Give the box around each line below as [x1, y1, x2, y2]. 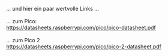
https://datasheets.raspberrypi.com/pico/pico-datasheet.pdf [6, 24, 156, 31]
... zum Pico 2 [6, 37, 40, 43]
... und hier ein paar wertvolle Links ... [6, 5, 99, 12]
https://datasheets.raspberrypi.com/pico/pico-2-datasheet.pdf [6, 43, 162, 50]
